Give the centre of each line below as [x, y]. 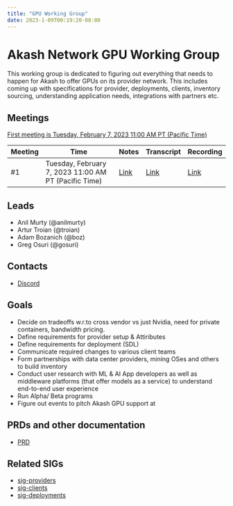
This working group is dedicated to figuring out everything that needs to [110, 74]
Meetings [28, 118]
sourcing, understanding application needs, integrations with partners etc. [113, 96]
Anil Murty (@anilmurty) [51, 223]
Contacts [28, 266]
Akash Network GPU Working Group [113, 55]
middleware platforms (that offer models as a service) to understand [115, 381]
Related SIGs [35, 464]
